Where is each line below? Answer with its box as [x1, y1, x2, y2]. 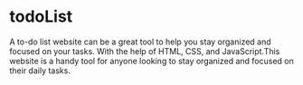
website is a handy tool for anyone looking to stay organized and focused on [9, 55, 294, 66]
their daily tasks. [9, 65, 71, 76]
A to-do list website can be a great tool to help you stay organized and [9, 36, 271, 47]
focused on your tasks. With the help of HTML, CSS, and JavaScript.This [9, 45, 280, 56]
